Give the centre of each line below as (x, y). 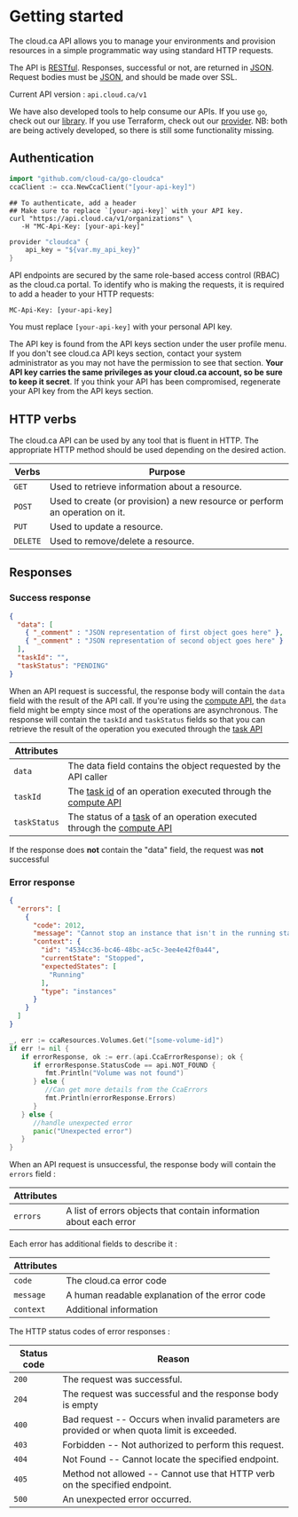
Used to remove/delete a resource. (122, 541)
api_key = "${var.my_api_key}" (83, 250)
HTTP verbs (43, 419)
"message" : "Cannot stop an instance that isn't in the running (154, 934)
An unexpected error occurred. (127, 1499)
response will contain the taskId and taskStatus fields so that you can (137, 719)
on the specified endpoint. (117, 1485)
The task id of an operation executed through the (170, 791)
